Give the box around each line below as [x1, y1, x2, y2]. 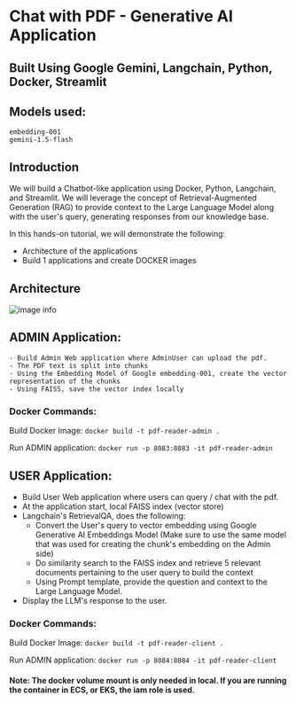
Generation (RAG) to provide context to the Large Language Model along [9, 202, 275, 213]
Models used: [9, 104, 87, 119]
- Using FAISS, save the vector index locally [9, 384, 184, 394]
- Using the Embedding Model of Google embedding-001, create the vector [9, 369, 288, 378]
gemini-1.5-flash [9, 136, 74, 145]
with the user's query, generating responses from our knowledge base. [9, 211, 269, 223]
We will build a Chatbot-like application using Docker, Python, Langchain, [9, 184, 277, 194]
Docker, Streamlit [9, 74, 107, 90]
